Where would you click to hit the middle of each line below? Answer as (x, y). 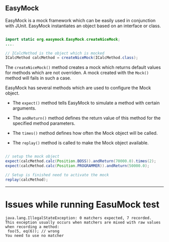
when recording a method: (32, 227)
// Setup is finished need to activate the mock (57, 175)
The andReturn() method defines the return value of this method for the (87, 118)
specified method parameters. (44, 123)
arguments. (24, 108)
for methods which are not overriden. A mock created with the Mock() (77, 73)
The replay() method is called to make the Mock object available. (80, 143)
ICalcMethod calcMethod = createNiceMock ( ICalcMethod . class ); (72, 58)
